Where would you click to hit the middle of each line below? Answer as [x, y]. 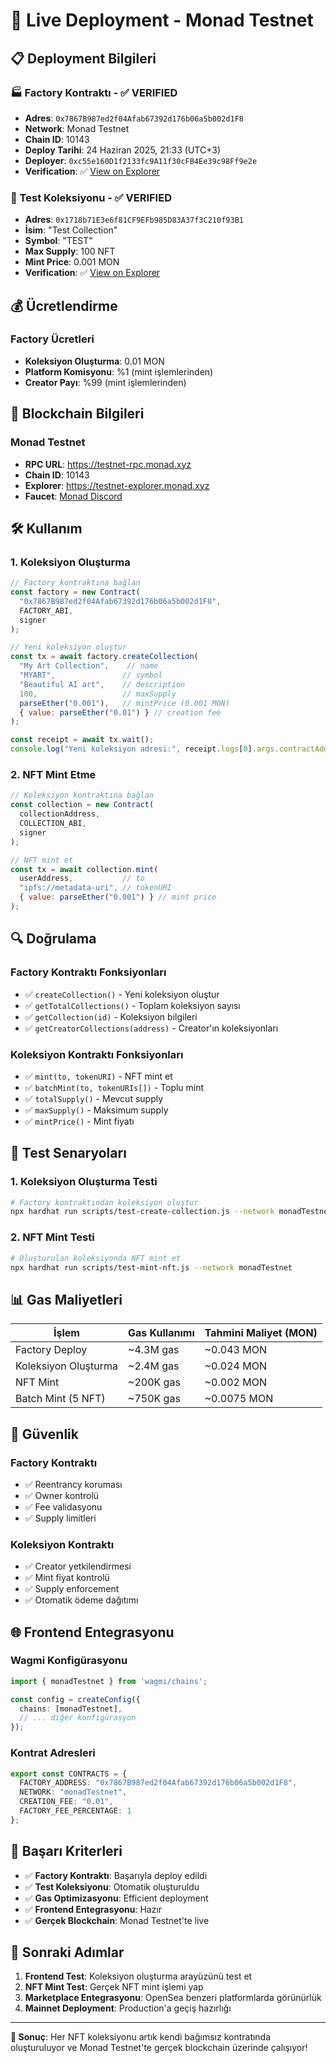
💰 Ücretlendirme [64, 305]
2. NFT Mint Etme [53, 775]
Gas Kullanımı [161, 1333]
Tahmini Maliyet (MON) [261, 1333]
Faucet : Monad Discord [73, 496]
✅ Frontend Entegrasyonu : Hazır [93, 1909]
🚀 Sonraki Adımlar [67, 1952]
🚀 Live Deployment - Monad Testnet [162, 20]
